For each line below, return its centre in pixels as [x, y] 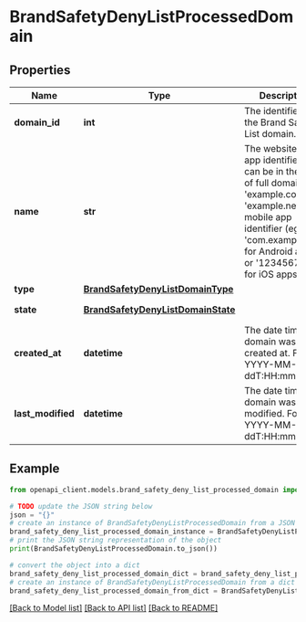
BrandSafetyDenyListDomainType [158, 289]
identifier [264, 228]
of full [257, 183]
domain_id [37, 122]
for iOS [260, 274]
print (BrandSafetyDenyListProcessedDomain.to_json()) [114, 549]
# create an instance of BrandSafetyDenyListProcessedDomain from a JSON [153, 523]
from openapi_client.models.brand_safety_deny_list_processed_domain [144, 490]
